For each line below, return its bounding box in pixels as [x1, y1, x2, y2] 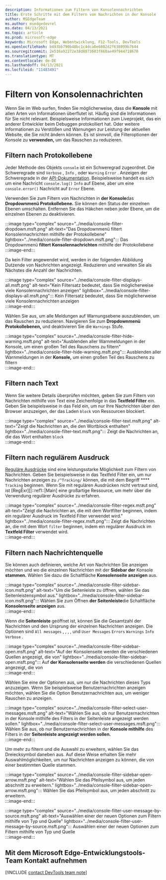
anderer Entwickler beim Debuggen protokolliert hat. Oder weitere [5, 121, 140, 127]
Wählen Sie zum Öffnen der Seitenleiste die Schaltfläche [40, 598, 156, 604]
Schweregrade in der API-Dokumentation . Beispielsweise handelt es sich [5, 175, 154, 181]
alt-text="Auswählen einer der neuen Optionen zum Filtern [42, 813, 161, 819]
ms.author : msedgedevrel [5, 21, 56, 26]
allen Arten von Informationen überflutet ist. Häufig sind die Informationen [5, 110, 156, 116]
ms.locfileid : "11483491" [5, 68, 58, 73]
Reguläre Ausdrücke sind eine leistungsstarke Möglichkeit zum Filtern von [5, 467, 157, 473]
